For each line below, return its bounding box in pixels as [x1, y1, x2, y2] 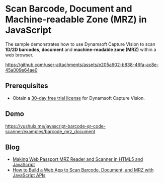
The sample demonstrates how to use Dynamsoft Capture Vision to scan [5, 41, 155, 47]
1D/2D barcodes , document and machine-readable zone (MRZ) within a [5, 46, 156, 52]
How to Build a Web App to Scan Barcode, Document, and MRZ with [12, 167, 154, 173]
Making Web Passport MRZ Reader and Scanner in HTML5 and [12, 156, 143, 162]
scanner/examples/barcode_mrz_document [5, 128, 96, 134]
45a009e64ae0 [5, 67, 38, 73]
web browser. [5, 51, 34, 58]
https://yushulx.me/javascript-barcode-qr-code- [5, 123, 106, 129]
